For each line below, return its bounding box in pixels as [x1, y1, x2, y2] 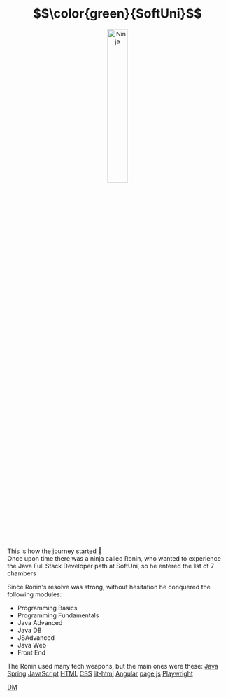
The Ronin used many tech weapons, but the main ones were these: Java [7, 662, 219, 670]
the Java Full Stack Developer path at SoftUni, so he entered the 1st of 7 [7, 561, 215, 570]
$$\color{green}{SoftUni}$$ [32, 6, 203, 22]
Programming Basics [17, 603, 78, 612]
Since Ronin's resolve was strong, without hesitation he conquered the [7, 582, 211, 591]
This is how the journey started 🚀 [7, 547, 103, 555]
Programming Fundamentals [17, 611, 99, 620]
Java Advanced [17, 618, 63, 627]
